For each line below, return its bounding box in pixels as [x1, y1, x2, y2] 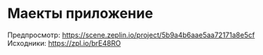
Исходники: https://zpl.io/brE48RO [7, 38, 121, 47]
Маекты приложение [7, 5, 154, 22]
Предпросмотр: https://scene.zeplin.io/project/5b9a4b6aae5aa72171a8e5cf [7, 30, 255, 40]
